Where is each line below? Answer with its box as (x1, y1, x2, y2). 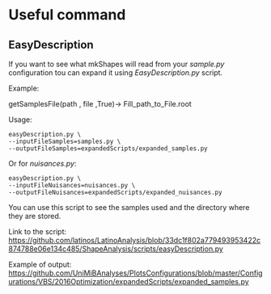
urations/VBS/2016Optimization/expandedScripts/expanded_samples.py (8, 277, 249, 286)
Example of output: (8, 260, 72, 269)
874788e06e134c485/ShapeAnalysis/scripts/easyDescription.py (8, 244, 224, 254)
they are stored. (8, 212, 61, 220)
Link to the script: (8, 227, 67, 236)
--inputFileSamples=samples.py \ (8, 137, 121, 145)
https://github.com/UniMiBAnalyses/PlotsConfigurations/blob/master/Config (8, 268, 263, 278)
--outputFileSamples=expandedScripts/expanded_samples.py (8, 145, 208, 153)
